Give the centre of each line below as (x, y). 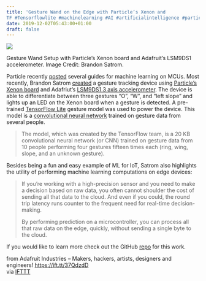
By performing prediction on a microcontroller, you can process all (105, 222)
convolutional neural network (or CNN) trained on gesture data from (107, 140)
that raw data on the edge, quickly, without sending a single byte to (106, 228)
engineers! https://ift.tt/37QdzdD (48, 265)
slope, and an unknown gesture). (63, 153)
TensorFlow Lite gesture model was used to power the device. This (110, 109)
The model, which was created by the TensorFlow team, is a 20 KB (106, 134)
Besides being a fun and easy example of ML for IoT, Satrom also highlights (102, 166)
